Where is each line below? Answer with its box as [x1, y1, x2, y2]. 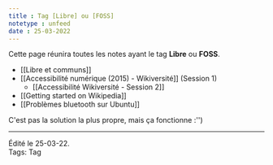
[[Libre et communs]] [19, 65, 92, 75]
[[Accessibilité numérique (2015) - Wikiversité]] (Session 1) [19, 74, 218, 84]
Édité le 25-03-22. [8, 139, 71, 149]
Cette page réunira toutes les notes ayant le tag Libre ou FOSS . [8, 50, 221, 59]
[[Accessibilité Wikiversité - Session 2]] [32, 82, 165, 92]
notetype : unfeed [8, 20, 71, 28]
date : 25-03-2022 [8, 27, 71, 35]
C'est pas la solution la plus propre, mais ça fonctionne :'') [8, 115, 203, 125]
